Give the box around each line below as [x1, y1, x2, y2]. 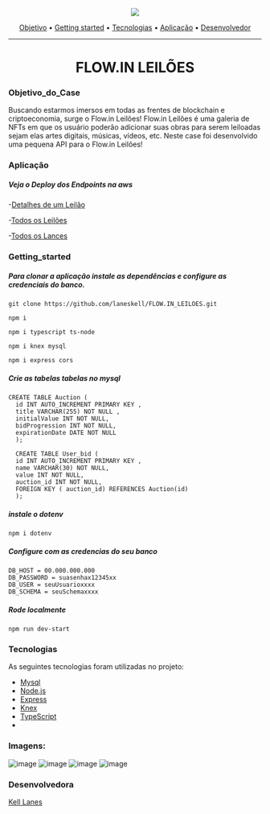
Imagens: [8, 741, 46, 752]
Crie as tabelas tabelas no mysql [8, 373, 121, 382]
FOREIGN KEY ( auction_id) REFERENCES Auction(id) [15, 486, 189, 494]
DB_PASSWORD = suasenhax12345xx [8, 574, 117, 582]
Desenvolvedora [8, 779, 75, 790]
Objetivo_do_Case [8, 87, 80, 98]
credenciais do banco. [8, 279, 86, 289]
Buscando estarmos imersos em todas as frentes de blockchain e [8, 105, 225, 115]
